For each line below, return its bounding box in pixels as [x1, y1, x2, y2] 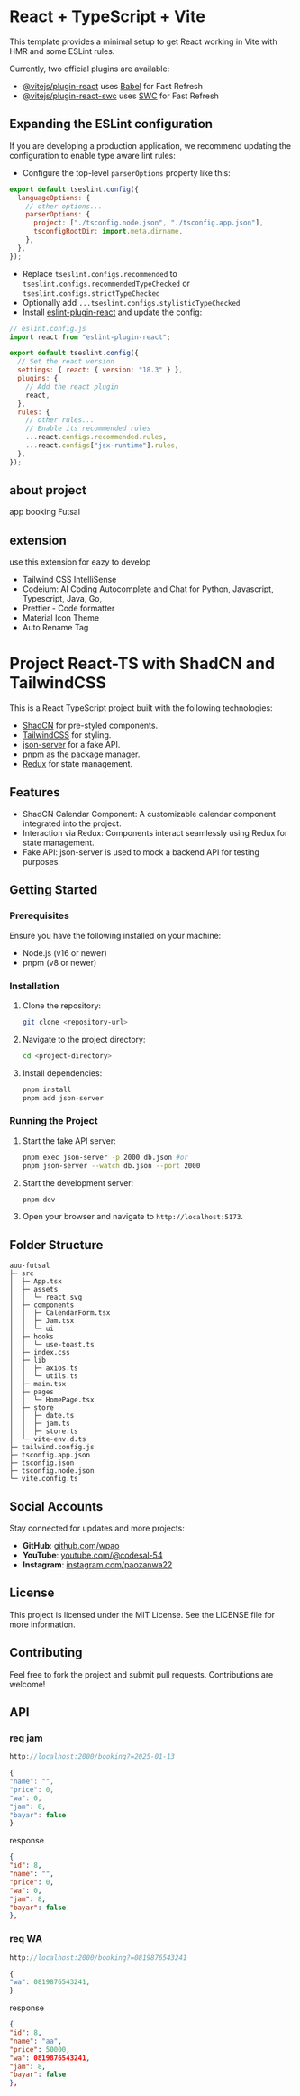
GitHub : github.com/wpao [22, 1540, 120, 1551]
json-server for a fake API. [22, 740, 121, 750]
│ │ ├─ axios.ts [9, 1364, 78, 1373]
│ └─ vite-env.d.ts [9, 1435, 87, 1444]
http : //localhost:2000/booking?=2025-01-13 [9, 1752, 176, 1761]
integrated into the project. [22, 818, 122, 829]
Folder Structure [9, 1237, 104, 1253]
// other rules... [25, 416, 95, 425]
